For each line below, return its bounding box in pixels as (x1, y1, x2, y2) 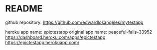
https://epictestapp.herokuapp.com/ (5, 39, 80, 45)
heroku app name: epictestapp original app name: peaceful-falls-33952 (5, 29, 153, 35)
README (5, 3, 43, 14)
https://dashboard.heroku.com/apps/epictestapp (5, 34, 106, 40)
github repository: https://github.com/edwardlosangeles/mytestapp (5, 19, 144, 25)
